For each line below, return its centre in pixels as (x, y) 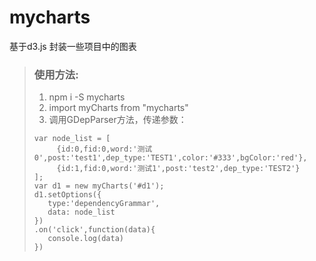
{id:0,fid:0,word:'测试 (104, 149)
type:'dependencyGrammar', (104, 204)
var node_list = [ (72, 139)
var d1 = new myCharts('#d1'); (99, 186)
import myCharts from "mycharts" (118, 108)
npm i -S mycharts (87, 97)
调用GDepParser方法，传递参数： (117, 120)
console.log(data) (85, 239)
